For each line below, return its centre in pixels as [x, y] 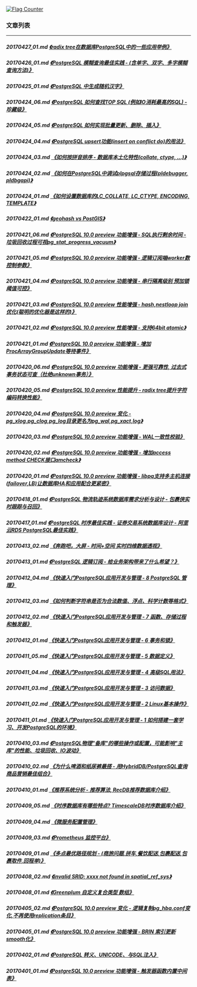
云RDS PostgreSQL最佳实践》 [42, 530]
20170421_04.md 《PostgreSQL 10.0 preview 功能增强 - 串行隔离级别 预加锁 [98, 281]
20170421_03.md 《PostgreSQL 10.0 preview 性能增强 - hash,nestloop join [97, 304]
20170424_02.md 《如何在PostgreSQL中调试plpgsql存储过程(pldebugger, [97, 173]
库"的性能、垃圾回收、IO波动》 [44, 751]
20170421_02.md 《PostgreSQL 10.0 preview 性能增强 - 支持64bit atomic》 [96, 328]
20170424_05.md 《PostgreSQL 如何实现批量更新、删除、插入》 [84, 125]
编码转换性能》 [24, 397]
